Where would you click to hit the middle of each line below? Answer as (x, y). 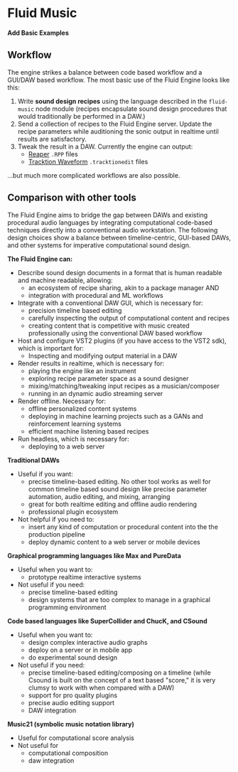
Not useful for (38, 745)
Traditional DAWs (34, 460)
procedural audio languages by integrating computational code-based (110, 223)
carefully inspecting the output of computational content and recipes (129, 318)
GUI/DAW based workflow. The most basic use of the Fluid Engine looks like (119, 80)
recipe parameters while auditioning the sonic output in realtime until (118, 131)
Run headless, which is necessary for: (73, 439)
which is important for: (50, 348)
